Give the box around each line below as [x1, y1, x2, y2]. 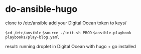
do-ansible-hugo [5, 3, 78, 15]
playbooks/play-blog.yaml [5, 35, 59, 40]
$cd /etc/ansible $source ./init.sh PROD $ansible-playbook [5, 30, 131, 35]
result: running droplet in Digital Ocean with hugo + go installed [5, 43, 136, 49]
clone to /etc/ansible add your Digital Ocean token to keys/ [5, 20, 127, 26]
